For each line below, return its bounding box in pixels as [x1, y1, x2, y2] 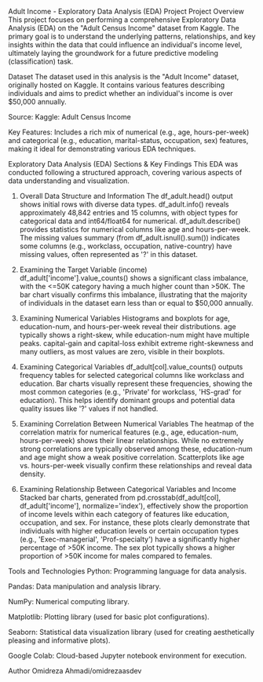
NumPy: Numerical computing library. [8, 597, 130, 606]
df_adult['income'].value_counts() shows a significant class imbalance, [19, 273, 249, 282]
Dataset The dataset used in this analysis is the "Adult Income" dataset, [8, 72, 239, 81]
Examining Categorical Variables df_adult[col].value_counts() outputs [19, 362, 243, 372]
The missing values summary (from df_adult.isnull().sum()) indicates [19, 233, 240, 242]
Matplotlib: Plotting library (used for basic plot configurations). [8, 612, 210, 621]
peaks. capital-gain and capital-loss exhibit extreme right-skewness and [19, 339, 254, 348]
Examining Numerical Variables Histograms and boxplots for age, [19, 313, 230, 323]
